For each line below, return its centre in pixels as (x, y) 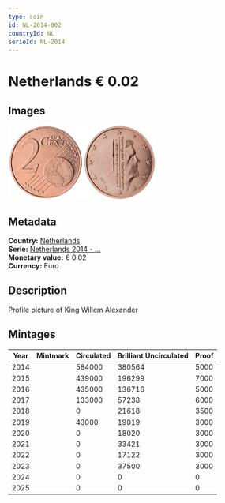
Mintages (32, 334)
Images (27, 111)
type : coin (26, 17)
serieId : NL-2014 (37, 42)
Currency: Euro (34, 266)
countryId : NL (32, 33)
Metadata (32, 221)
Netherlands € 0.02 (74, 82)
